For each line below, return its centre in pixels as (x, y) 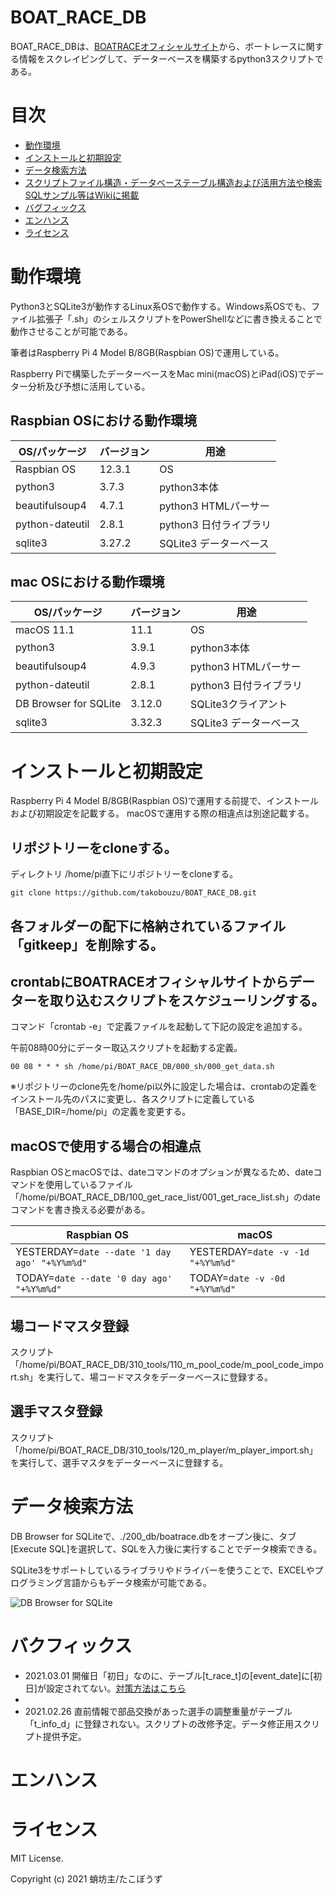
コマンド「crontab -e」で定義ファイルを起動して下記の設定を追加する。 (159, 1027)
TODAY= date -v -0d (237, 1278)
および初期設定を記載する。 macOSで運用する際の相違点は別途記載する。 (162, 813)
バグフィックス (55, 207)
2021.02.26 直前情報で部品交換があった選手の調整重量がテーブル (158, 1711)
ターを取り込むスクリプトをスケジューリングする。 (167, 1000)
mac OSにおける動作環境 (87, 582)
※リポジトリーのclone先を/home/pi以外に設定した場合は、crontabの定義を (164, 1087)
